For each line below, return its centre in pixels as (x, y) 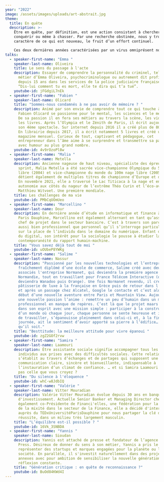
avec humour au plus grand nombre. (54, 145)
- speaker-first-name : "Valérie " (44, 386)
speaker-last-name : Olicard (42, 100)
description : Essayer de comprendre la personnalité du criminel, (83, 73)
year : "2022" (18, 10)
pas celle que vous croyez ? (48, 372)
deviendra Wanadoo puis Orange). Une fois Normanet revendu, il (85, 281)
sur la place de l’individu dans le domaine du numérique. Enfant (87, 231)
